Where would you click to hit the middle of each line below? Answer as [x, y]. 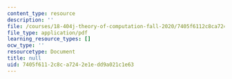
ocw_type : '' [26, 45]
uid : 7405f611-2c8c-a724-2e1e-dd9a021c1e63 [71, 65]
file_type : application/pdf [48, 33]
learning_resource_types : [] [49, 39]
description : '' [30, 20]
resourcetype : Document [41, 52]
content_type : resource [41, 13]
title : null [24, 58]
